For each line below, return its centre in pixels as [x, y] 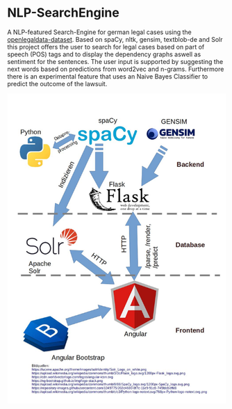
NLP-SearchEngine [63, 13]
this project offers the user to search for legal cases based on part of [106, 47]
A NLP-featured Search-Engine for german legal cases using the [100, 32]
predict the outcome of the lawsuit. [57, 83]
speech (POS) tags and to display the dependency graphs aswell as [104, 54]
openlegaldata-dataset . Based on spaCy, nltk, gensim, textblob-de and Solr [115, 39]
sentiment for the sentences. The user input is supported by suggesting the [115, 61]
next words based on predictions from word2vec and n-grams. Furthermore [116, 69]
